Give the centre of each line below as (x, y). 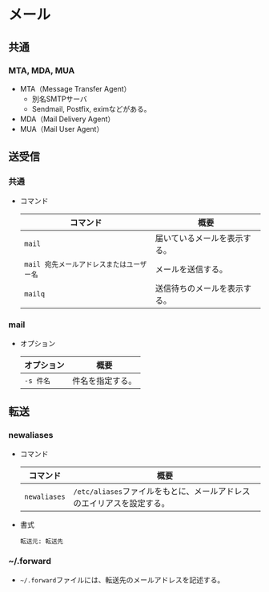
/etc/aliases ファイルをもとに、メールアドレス (162, 491)
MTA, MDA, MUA (42, 70)
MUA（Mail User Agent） (62, 129)
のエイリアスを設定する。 (121, 503)
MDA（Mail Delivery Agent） (67, 119)
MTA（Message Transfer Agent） (75, 88)
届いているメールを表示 (199, 238)
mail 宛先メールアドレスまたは (75, 264)
